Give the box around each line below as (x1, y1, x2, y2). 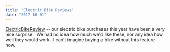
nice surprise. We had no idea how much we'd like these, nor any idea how (5, 31, 163, 37)
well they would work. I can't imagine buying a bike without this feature (5, 36, 155, 43)
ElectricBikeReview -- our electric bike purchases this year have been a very (5, 26, 165, 32)
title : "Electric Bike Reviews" (5, 7, 74, 13)
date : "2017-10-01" (5, 12, 47, 17)
